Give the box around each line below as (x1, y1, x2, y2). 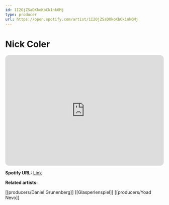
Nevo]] (5, 194, 20, 201)
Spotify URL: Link (5, 170, 42, 176)
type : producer (5, 12, 37, 17)
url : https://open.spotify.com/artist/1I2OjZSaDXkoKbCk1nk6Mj (5, 17, 138, 22)
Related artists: (5, 179, 38, 186)
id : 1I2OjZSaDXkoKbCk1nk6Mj (5, 7, 64, 13)
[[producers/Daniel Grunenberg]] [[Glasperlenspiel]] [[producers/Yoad (5, 189, 151, 195)
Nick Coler (5, 38, 50, 50)
